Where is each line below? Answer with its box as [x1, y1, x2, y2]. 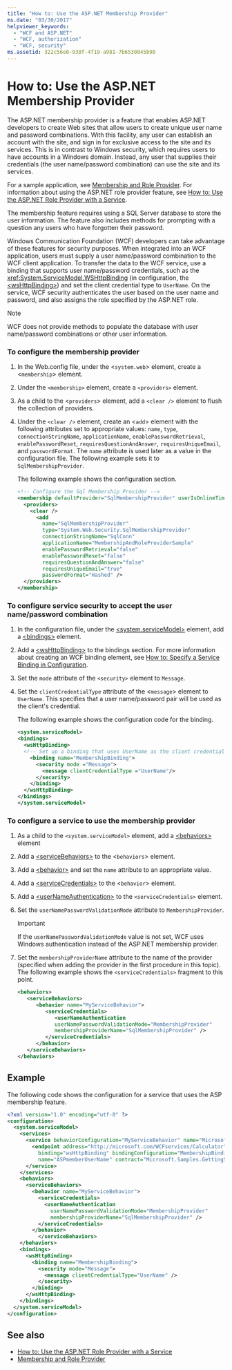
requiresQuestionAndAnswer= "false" [42, 559, 145, 566]
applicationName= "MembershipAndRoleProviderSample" [42, 540, 194, 546]
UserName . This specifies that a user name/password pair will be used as [17, 695, 222, 703]
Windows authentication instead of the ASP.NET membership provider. [17, 940, 219, 949]
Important [17, 920, 46, 928]
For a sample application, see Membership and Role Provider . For [7, 180, 193, 189]
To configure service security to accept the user [7, 601, 173, 611]
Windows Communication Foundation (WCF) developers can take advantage [7, 236, 225, 245]
